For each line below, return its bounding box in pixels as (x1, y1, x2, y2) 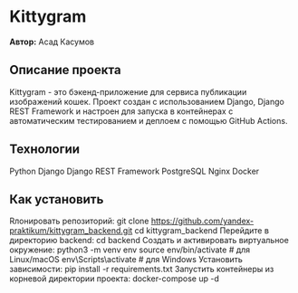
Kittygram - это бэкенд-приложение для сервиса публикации (9, 86, 247, 97)
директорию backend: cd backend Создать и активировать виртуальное (9, 235, 290, 246)
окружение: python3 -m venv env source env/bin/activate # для (9, 244, 251, 255)
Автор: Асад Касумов (9, 36, 95, 47)
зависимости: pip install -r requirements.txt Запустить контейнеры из (9, 264, 274, 275)
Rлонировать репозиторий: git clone (9, 215, 149, 227)
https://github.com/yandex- (150, 215, 255, 227)
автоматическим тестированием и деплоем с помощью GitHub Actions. (9, 115, 288, 126)
